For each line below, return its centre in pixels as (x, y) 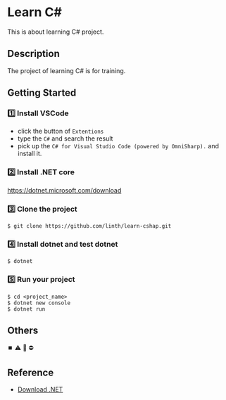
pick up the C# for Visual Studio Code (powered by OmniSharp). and (118, 146)
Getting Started (42, 93)
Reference (31, 372)
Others (23, 331)
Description (33, 54)
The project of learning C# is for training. (67, 70)
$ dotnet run (26, 309)
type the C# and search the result (65, 138)
